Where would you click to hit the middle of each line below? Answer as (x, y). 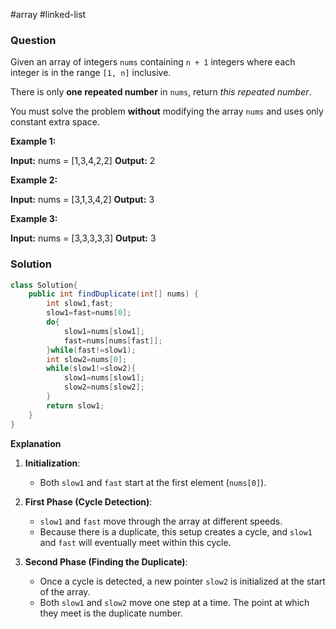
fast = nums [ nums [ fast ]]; (113, 340)
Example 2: (34, 180)
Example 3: (34, 219)
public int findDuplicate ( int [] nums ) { (113, 294)
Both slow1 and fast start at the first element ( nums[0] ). (153, 482)
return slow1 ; (75, 405)
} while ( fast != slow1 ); (91, 350)
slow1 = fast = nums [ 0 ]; (89, 313)
